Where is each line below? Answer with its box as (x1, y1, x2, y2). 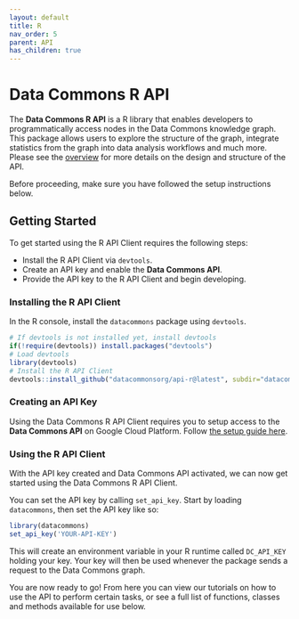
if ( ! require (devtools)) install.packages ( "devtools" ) (9, 342, 214, 351)
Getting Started (9, 214, 97, 229)
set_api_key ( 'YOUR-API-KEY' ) (9, 529, 117, 539)
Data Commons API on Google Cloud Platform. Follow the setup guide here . (9, 425, 288, 436)
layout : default (9, 12, 69, 22)
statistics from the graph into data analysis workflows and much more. (9, 143, 268, 153)
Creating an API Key (9, 395, 98, 408)
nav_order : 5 (9, 29, 58, 38)
